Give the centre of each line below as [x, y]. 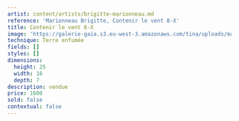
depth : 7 [27, 80]
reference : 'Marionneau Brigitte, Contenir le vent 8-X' [94, 21]
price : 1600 [25, 93]
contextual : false [34, 107]
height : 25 [30, 67]
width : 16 [28, 73]
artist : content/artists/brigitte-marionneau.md [81, 14]
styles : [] [23, 54]
